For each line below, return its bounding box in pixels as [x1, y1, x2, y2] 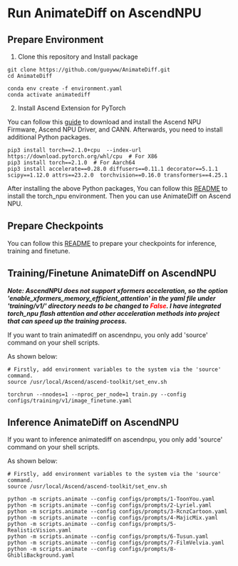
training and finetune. [7, 247, 71, 255]
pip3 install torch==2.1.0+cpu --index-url [7, 147, 142, 154]
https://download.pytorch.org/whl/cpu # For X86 [7, 153, 158, 160]
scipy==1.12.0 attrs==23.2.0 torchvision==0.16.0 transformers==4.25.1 [7, 172, 228, 179]
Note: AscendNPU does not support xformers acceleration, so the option [7, 286, 228, 294]
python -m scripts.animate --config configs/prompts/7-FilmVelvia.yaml [7, 540, 224, 547]
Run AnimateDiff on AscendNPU [7, 5, 202, 21]
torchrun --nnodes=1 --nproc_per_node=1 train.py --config [7, 391, 187, 398]
